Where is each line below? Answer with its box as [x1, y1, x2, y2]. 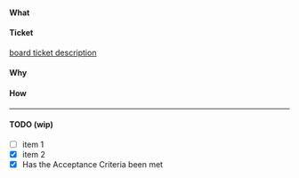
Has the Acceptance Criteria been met [21, 158, 163, 169]
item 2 [21, 149, 46, 159]
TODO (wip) [9, 119, 53, 130]
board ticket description [9, 47, 97, 58]
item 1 [21, 139, 44, 150]
